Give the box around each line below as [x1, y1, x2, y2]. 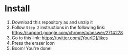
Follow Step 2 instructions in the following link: [11, 24, 106, 30]
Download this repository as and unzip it [11, 19, 93, 25]
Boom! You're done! [11, 45, 52, 51]
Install [4, 3, 30, 14]
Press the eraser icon [11, 40, 55, 46]
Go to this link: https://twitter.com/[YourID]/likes [11, 35, 108, 41]
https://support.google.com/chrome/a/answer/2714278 [11, 29, 123, 35]
